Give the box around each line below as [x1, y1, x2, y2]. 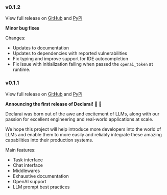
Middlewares [12, 167, 40, 174]
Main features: [5, 147, 36, 153]
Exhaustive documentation [12, 173, 69, 179]
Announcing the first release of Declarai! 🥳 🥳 [5, 101, 102, 107]
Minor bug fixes [5, 25, 40, 31]
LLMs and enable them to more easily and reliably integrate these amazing [5, 131, 162, 137]
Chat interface [12, 162, 43, 168]
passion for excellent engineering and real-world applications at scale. [5, 116, 154, 122]
